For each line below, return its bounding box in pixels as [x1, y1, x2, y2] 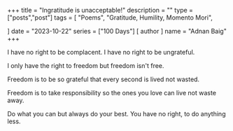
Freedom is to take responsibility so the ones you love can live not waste [7, 89, 217, 97]
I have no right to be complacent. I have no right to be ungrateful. [7, 48, 195, 56]
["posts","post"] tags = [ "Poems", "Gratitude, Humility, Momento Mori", [7, 13, 213, 22]
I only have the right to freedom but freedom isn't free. [7, 62, 164, 69]
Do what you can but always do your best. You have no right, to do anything [7, 110, 226, 118]
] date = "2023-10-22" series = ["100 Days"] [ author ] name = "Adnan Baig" [7, 27, 227, 35]
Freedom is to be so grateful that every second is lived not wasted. [7, 75, 200, 83]
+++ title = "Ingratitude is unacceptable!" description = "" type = [7, 6, 194, 14]
